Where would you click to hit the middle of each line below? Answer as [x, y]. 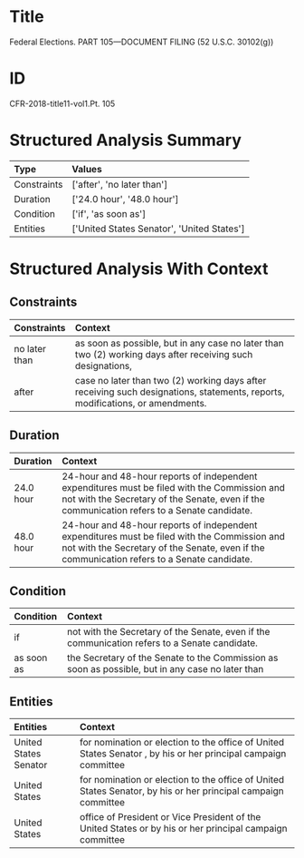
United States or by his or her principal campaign [184, 829]
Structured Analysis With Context [139, 268]
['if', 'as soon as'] [109, 213]
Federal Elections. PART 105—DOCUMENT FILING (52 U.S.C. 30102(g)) [142, 42]
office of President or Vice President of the [171, 817]
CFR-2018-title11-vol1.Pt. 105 [62, 103]
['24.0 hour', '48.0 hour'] [125, 199]
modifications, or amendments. [141, 403]
